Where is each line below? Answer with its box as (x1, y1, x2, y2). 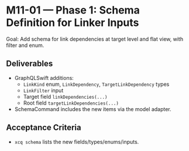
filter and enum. (6, 42, 44, 49)
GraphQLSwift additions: (14, 74, 74, 81)
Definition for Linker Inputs (6, 16, 139, 29)
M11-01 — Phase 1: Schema (6, 4, 140, 17)
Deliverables (6, 59, 53, 69)
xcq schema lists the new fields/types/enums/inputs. (14, 138, 139, 145)
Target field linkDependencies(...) (23, 93, 108, 100)
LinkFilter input (23, 86, 64, 94)
